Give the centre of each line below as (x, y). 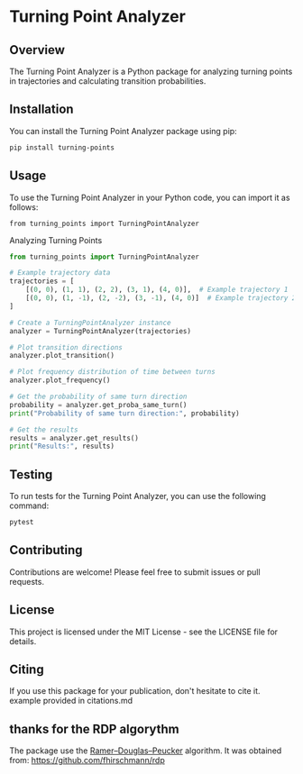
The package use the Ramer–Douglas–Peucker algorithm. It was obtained (146, 751)
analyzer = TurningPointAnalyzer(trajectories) (101, 331)
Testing (31, 474)
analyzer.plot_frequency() (60, 380)
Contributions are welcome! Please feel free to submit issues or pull (135, 572)
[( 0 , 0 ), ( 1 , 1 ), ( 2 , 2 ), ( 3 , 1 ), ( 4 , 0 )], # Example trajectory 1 (157, 290)
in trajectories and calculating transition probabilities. (108, 81)
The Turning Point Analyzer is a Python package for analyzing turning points (151, 71)
